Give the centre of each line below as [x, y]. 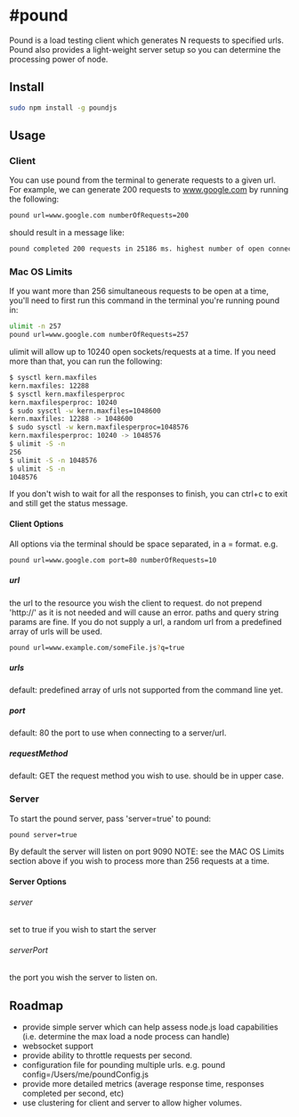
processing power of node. [59, 59]
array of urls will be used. [56, 631]
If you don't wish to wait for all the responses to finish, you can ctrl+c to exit [149, 494]
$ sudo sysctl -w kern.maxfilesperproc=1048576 [99, 427]
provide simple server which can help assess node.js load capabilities [150, 1027]
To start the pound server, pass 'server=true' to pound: [110, 818]
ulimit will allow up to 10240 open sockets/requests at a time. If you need [142, 352]
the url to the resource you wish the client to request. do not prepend [136, 603]
